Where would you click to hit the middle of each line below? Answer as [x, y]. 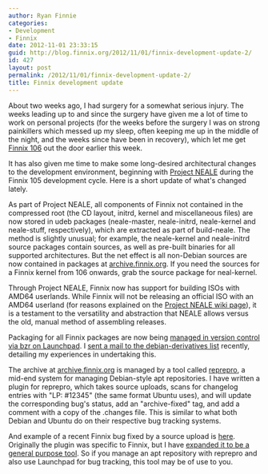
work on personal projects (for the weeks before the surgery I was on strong [134, 122]
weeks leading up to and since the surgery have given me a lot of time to [128, 114]
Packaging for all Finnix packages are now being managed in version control [134, 337]
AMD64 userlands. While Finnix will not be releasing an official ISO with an [131, 296]
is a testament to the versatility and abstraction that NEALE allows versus [129, 313]
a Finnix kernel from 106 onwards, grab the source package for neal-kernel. [133, 272]
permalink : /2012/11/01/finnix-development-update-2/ [100, 75]
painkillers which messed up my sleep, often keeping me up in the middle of [134, 131]
